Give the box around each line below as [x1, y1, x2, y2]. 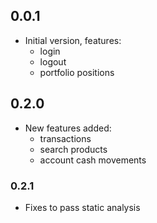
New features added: [24, 122, 112, 134]
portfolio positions [39, 66, 115, 78]
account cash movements [39, 154, 147, 166]
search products [39, 143, 108, 155]
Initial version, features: [24, 34, 122, 46]
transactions [39, 132, 92, 144]
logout [39, 55, 67, 68]
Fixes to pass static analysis [24, 201, 141, 213]
